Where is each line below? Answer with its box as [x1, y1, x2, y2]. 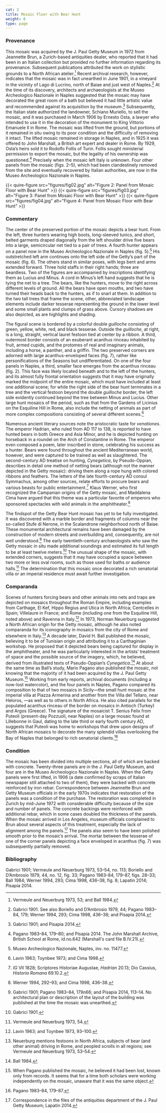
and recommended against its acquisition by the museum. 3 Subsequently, [5, 102, 156, 109]
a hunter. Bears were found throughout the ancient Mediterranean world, [5, 447, 153, 453]
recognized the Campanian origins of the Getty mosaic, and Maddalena [5, 490, 151, 495]
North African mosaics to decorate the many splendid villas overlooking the [5, 729, 159, 735]
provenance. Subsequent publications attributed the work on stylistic [5, 64, 146, 70]
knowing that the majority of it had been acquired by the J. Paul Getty [5, 670, 147, 676]
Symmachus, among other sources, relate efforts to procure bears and [5, 478, 149, 484]
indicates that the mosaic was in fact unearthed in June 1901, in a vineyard [5, 76, 157, 82]
